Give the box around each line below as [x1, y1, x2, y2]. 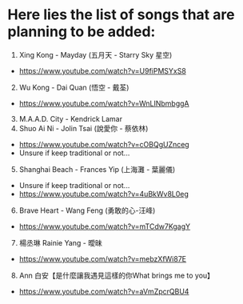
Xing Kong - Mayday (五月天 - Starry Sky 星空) [18, 50, 173, 59]
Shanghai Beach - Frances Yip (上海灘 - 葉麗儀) [18, 164, 176, 174]
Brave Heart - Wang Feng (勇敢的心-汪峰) [18, 206, 156, 215]
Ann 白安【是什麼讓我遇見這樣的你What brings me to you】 [18, 270, 215, 280]
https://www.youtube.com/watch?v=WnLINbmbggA [18, 98, 189, 108]
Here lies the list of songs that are [7, 6, 235, 24]
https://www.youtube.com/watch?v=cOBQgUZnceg [18, 139, 189, 149]
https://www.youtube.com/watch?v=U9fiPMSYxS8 [18, 66, 187, 75]
